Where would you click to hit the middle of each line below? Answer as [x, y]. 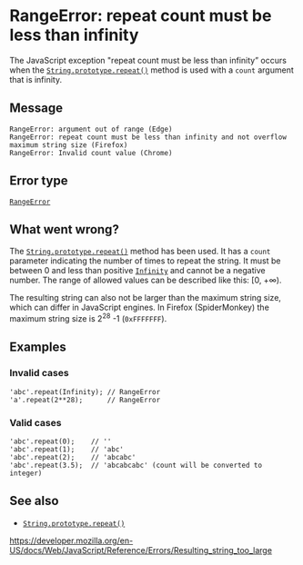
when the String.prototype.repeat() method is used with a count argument [151, 70]
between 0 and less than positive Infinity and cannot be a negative [137, 271]
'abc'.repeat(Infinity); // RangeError [85, 392]
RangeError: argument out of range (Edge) [91, 129]
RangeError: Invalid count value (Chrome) [91, 153]
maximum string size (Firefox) [69, 145]
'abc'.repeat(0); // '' [61, 441]
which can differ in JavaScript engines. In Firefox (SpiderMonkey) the [140, 307]
